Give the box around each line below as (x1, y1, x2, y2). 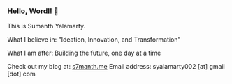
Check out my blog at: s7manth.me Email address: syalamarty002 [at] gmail (7, 62, 225, 71)
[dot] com (7, 69, 36, 78)
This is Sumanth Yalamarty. (7, 22, 86, 31)
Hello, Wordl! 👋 (7, 6, 59, 16)
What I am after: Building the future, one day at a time (7, 49, 161, 58)
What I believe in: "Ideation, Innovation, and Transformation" (7, 35, 181, 44)
